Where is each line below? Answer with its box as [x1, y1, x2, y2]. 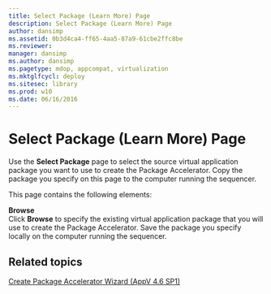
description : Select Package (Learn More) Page [8, 19, 173, 28]
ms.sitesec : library [8, 80, 79, 88]
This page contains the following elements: [8, 190, 153, 200]
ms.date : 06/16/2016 [8, 95, 79, 103]
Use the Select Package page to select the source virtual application [8, 157, 239, 166]
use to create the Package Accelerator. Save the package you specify [8, 223, 242, 232]
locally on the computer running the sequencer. [8, 231, 167, 241]
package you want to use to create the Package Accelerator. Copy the [8, 166, 243, 175]
